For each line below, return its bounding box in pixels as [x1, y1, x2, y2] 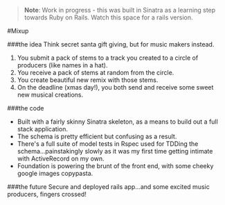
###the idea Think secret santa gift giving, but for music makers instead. [7, 40, 215, 48]
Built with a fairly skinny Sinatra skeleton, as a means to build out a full [17, 117, 218, 126]
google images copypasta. [17, 170, 93, 177]
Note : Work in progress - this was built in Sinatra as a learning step [24, 6, 216, 14]
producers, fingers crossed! [7, 190, 87, 198]
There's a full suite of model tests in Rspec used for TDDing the [17, 140, 199, 148]
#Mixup [7, 27, 29, 35]
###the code [7, 104, 44, 112]
